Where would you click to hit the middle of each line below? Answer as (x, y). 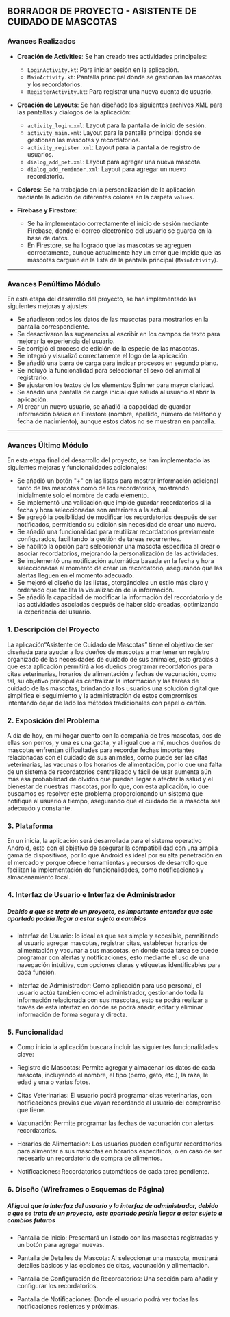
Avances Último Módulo (48, 445)
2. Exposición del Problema (53, 720)
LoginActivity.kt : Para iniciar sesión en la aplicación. (103, 70)
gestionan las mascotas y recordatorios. (84, 140)
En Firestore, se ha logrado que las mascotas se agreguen (109, 245)
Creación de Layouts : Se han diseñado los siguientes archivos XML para (120, 105)
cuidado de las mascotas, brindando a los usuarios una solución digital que (113, 688)
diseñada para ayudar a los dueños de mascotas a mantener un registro (108, 652)
